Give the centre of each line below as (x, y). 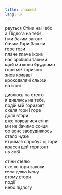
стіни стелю (18, 161)
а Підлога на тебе (23, 33)
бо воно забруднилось (29, 131)
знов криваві (18, 75)
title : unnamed (21, 10)
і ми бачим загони (24, 38)
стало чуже (17, 136)
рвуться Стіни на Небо (29, 28)
